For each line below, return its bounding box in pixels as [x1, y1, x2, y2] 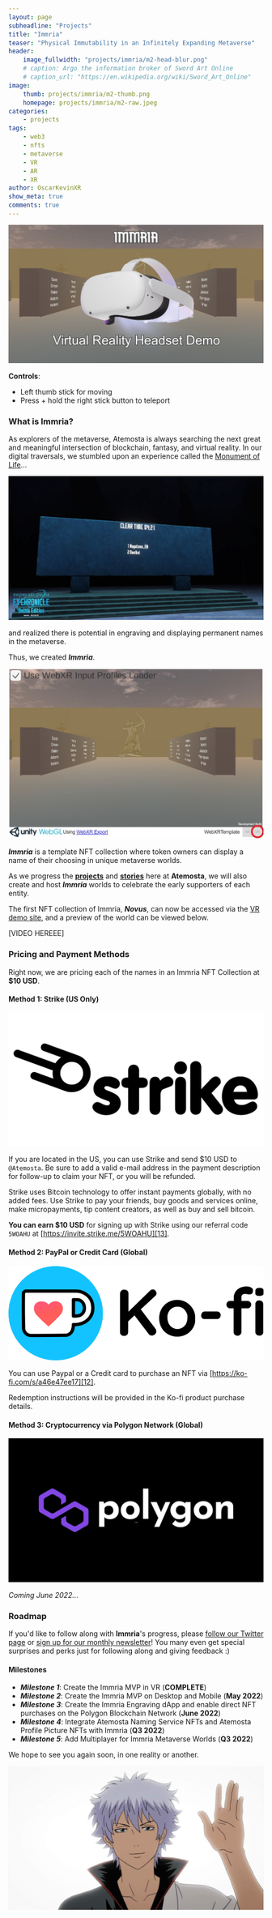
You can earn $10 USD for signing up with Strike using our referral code [8, 1220, 249, 1230]
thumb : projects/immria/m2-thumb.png [23, 90, 151, 98]
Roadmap [8, 1610, 47, 1621]
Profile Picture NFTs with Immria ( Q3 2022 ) [19, 1726, 165, 1736]
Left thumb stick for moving [19, 387, 113, 397]
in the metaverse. [8, 636, 66, 646]
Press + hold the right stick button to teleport [19, 395, 170, 405]
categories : [8, 107, 49, 115]
